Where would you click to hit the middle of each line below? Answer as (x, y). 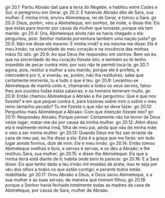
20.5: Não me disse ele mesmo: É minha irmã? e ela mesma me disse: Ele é (81, 44)
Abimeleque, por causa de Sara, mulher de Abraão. (57, 190)
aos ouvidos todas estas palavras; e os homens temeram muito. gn (82, 91)
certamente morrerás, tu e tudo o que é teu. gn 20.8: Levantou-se (72, 80)
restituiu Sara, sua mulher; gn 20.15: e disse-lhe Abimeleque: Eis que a (76, 154)
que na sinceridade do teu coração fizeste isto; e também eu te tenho (76, 59)
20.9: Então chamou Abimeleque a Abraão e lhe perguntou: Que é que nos (81, 96)
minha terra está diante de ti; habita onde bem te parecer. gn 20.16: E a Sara (82, 159)
